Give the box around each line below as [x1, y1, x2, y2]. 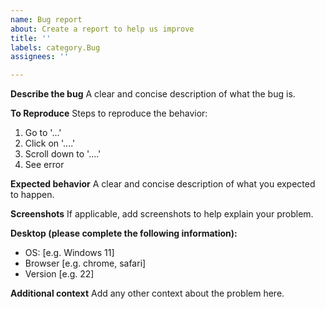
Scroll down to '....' [24, 148, 102, 160]
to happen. [10, 189, 55, 201]
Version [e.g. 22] [24, 268, 95, 280]
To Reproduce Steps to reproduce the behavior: [10, 107, 208, 120]
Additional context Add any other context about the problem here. [10, 287, 285, 300]
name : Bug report [10, 14, 83, 25]
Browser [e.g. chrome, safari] [24, 257, 147, 270]
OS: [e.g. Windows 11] [24, 247, 115, 259]
